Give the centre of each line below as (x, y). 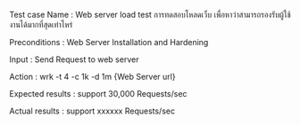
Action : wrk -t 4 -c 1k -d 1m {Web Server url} (92, 77)
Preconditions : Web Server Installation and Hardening (109, 42)
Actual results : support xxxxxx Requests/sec (92, 111)
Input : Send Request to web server (74, 59)
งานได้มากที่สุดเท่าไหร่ (41, 24)
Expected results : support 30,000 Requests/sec (98, 94)
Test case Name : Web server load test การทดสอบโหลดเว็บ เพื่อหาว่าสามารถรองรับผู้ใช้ (150, 15)
